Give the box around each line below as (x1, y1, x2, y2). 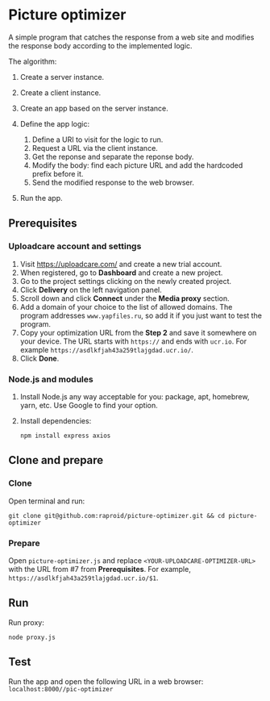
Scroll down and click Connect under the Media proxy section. (19, 293, 230, 303)
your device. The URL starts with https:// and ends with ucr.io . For (19, 336, 247, 346)
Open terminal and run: (8, 496, 85, 506)
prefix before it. (31, 169, 84, 178)
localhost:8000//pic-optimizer (8, 685, 114, 693)
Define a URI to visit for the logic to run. (31, 135, 164, 144)
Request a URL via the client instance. (31, 143, 159, 152)
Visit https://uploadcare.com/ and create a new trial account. (19, 259, 222, 269)
